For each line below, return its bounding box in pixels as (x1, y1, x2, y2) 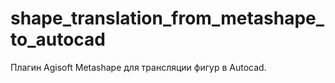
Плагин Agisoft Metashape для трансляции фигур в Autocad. (10, 61, 267, 73)
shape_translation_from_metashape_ (10, 7, 325, 30)
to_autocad (10, 28, 106, 51)
